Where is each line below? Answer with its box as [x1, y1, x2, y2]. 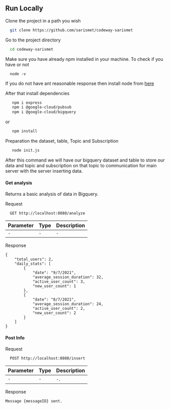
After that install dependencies [5, 90, 70, 96]
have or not [5, 61, 30, 67]
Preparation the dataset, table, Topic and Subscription [5, 138, 119, 144]
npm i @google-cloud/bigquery [12, 109, 76, 115]
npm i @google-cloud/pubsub [12, 105, 72, 110]
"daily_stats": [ [14, 261, 51, 266]
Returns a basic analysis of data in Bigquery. [5, 191, 99, 197]
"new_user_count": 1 [32, 284, 76, 289]
